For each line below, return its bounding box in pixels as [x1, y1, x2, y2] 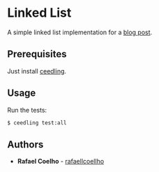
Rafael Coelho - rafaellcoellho [17, 157, 105, 166]
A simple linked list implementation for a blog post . [7, 28, 153, 36]
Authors [7, 138, 44, 150]
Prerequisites [7, 48, 67, 60]
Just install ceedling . [7, 66, 67, 75]
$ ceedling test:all [7, 119, 68, 127]
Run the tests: [7, 106, 47, 114]
